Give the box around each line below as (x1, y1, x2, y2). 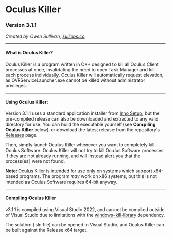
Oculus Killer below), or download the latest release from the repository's (5, 126, 160, 133)
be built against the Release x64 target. (5, 227, 88, 233)
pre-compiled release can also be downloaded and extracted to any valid (5, 115, 159, 122)
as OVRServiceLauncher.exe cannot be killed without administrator (5, 77, 146, 83)
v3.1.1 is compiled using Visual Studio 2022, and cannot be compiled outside (5, 206, 165, 213)
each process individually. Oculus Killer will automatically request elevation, (5, 72, 164, 78)
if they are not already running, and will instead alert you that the (5, 153, 141, 159)
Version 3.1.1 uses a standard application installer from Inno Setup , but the (5, 110, 160, 116)
